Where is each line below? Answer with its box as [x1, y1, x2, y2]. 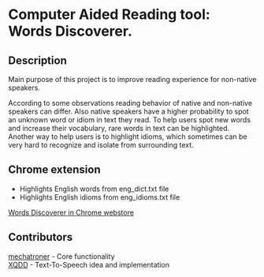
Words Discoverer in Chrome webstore [8, 208, 134, 217]
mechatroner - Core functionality [8, 251, 116, 261]
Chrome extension [8, 163, 101, 177]
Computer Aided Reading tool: [8, 6, 210, 24]
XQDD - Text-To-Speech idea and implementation [8, 260, 169, 269]
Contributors [8, 230, 73, 244]
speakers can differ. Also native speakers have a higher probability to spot [8, 107, 250, 116]
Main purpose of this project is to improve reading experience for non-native [8, 75, 257, 84]
